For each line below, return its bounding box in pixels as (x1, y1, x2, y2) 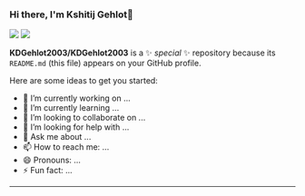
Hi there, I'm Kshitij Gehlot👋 (9, 8, 133, 21)
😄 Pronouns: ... (22, 154, 82, 166)
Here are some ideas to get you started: (9, 75, 159, 86)
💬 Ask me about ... (22, 132, 92, 142)
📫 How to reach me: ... (22, 142, 110, 152)
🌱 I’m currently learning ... (22, 103, 120, 113)
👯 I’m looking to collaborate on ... (22, 113, 146, 123)
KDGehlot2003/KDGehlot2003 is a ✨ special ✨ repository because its (9, 47, 276, 58)
